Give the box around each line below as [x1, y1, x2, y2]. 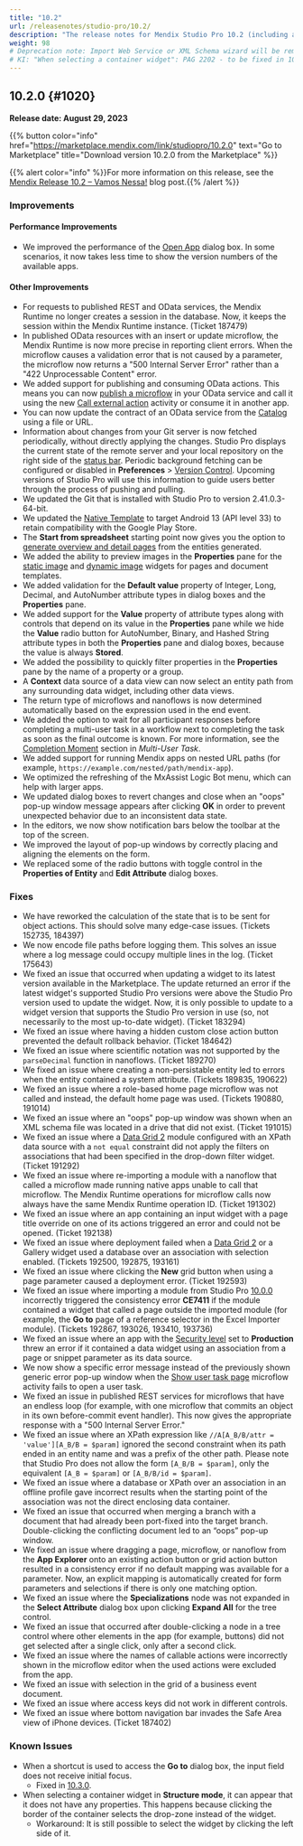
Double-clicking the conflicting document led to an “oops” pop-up [22, 1525, 269, 1536]
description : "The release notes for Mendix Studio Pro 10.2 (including [9, 30, 289, 39]
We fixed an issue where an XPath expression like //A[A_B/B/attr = [22, 1429, 275, 1440]
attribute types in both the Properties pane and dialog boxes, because [22, 638, 285, 649]
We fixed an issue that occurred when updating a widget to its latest [22, 969, 276, 979]
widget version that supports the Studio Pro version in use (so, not [22, 1007, 269, 1017]
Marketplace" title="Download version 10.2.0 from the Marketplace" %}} [9, 149, 278, 160]
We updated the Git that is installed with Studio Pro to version [22, 493, 251, 504]
